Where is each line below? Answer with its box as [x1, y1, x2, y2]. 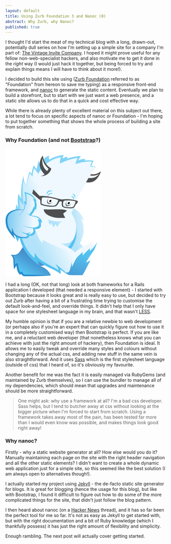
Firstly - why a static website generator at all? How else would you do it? [5, 449, 158, 455]
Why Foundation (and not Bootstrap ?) [5, 137, 101, 144]
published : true [5, 24, 40, 30]
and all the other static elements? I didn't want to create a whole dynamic [5, 460, 159, 466]
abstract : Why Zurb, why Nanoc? [5, 19, 74, 24]
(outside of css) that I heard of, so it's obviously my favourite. [5, 361, 134, 367]
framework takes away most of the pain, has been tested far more [17, 414, 157, 420]
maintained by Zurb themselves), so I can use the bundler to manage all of [5, 377, 162, 383]
